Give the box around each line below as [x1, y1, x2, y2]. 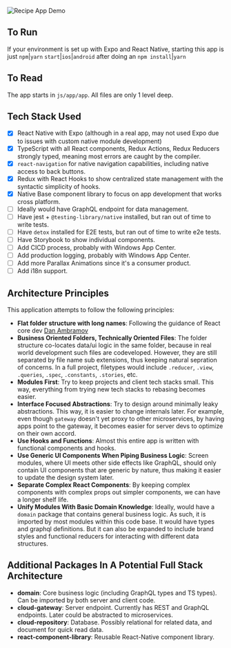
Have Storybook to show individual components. [17, 235, 155, 243]
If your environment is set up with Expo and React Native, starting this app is [7, 45, 224, 53]
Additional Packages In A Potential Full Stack [7, 559, 203, 571]
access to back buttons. [17, 167, 86, 176]
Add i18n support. [17, 267, 68, 275]
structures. [17, 539, 48, 548]
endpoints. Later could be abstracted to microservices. [17, 611, 174, 619]
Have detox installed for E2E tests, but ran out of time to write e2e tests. [17, 228, 221, 236]
